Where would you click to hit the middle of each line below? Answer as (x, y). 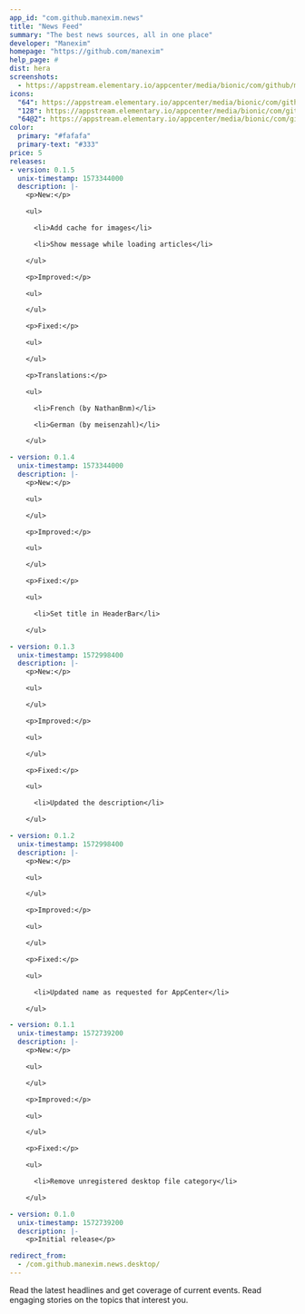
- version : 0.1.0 (42, 1214)
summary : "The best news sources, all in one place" (111, 35)
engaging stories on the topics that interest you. (99, 1299)
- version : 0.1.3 (42, 647)
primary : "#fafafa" (54, 136)
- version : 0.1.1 (42, 1025)
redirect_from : (38, 1256)
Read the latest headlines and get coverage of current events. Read (135, 1289)
